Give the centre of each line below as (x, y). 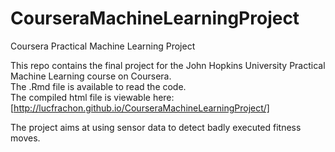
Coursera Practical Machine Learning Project (103, 46)
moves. (25, 138)
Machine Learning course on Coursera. (91, 76)
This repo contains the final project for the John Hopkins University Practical (168, 65)
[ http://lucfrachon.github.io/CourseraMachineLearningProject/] (140, 108)
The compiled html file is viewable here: (92, 97)
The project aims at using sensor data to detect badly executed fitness (156, 127)
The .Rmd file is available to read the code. (98, 86)
